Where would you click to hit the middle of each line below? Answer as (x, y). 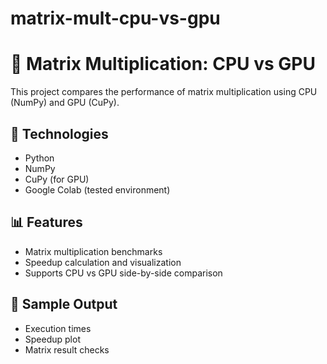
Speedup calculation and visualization (103, 262)
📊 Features (46, 222)
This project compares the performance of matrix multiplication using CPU (164, 92)
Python (39, 158)
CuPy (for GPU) (57, 179)
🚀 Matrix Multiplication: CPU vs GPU (163, 64)
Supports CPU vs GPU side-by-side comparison (123, 273)
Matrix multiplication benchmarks (93, 251)
